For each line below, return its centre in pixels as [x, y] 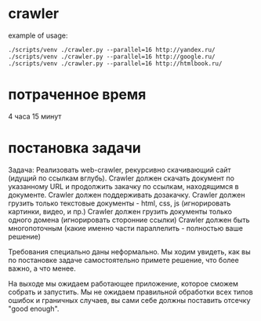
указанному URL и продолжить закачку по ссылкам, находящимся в [123, 186]
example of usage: [38, 35]
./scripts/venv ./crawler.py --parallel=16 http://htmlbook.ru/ [115, 64]
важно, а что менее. [42, 268]
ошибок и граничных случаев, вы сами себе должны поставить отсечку [129, 300]
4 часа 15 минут [35, 116]
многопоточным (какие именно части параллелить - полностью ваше [125, 228]
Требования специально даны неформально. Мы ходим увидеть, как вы [129, 251]
